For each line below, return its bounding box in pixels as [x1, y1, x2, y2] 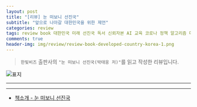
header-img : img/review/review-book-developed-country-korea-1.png [6, 42, 175, 48]
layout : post [6, 8, 38, 15]
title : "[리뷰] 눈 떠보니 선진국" [6, 14, 79, 20]
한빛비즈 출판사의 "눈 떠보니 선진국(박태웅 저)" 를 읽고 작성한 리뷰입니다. [20, 58, 179, 65]
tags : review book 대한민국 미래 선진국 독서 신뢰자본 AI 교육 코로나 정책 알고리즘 [6, 31, 187, 36]
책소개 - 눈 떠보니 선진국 [14, 94, 70, 101]
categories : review [6, 25, 54, 31]
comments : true [6, 36, 43, 42]
